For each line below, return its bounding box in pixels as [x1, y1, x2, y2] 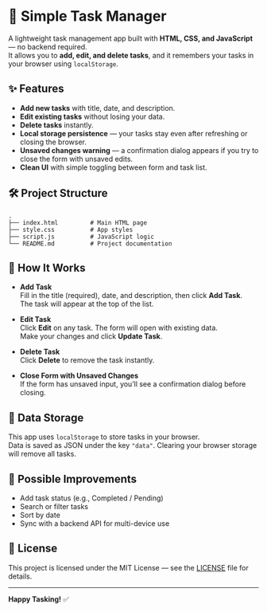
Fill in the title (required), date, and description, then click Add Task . [19, 291, 243, 300]
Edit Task [19, 315, 52, 324]
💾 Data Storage [8, 410, 84, 425]
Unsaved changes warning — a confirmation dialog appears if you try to [19, 145, 259, 155]
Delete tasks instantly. [19, 120, 94, 130]
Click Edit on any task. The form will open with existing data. [19, 323, 219, 333]
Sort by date [19, 510, 61, 520]
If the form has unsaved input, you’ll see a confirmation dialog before [19, 379, 246, 389]
